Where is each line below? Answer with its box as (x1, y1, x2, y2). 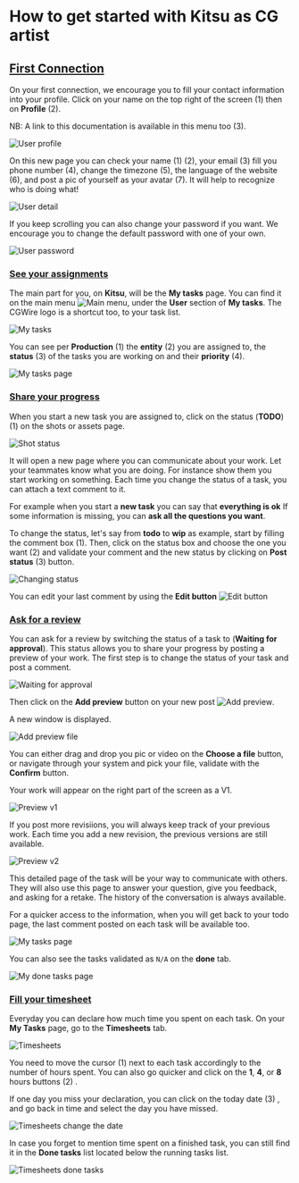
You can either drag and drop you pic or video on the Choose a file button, (9, 748, 284, 759)
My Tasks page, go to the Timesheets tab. (9, 1023, 168, 1034)
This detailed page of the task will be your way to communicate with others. (9, 873, 288, 884)
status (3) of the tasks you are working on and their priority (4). (9, 351, 245, 362)
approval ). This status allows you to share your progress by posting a (9, 642, 265, 653)
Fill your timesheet (9, 993, 92, 1005)
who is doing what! (9, 184, 79, 194)
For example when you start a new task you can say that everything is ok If (9, 500, 288, 511)
